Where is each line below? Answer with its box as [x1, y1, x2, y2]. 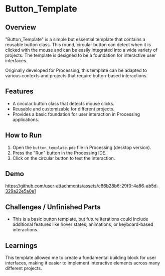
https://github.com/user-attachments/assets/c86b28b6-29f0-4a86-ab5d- [5, 183, 159, 189]
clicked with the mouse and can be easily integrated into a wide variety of [5, 47, 158, 53]
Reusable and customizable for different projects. [12, 106, 115, 112]
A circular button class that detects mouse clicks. [12, 100, 114, 106]
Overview [5, 23, 37, 32]
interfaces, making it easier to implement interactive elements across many [5, 260, 160, 266]
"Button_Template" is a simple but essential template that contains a [5, 36, 145, 42]
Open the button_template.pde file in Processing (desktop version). [12, 144, 151, 151]
